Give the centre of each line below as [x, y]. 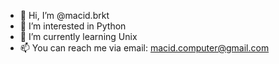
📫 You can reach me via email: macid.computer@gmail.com [144, 48]
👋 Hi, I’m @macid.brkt [64, 15]
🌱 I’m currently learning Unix [78, 36]
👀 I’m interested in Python [73, 26]
